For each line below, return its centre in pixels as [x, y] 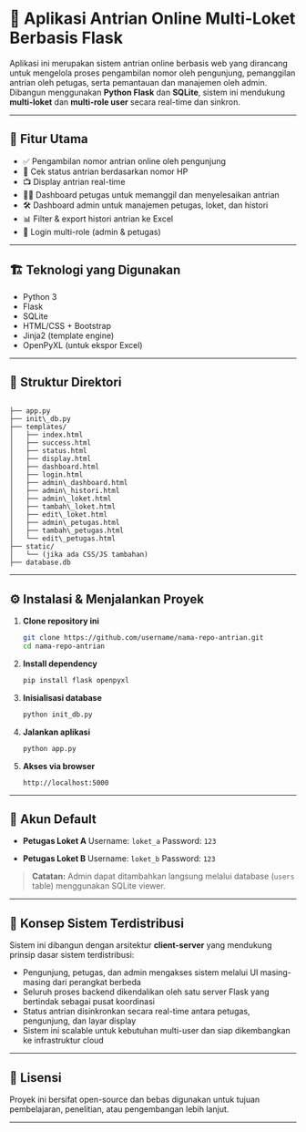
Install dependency [60, 664]
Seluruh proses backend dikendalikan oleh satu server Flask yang [146, 992]
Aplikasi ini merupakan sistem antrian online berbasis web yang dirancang [149, 63]
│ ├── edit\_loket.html [58, 515]
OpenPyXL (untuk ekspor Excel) [82, 345]
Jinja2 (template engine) [68, 335]
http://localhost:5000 [66, 783]
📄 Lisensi [36, 1078]
